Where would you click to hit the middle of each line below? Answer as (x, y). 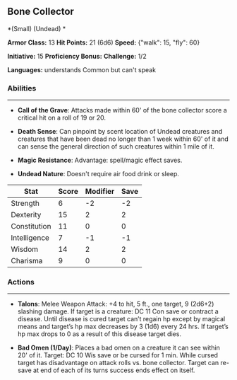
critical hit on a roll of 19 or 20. (62, 118)
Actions (21, 282)
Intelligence (30, 238)
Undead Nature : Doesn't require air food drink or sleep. (98, 174)
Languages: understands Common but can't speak (82, 69)
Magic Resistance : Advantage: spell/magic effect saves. (100, 160)
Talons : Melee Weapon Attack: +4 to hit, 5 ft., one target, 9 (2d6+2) (116, 304)
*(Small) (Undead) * (37, 28)
